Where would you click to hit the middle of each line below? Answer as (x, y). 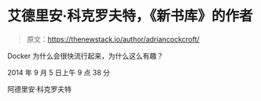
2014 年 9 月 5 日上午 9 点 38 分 (59, 72)
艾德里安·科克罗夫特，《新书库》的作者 (130, 16)
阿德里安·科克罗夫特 (40, 89)
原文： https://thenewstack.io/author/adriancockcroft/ (113, 39)
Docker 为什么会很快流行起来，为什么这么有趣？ (86, 56)
